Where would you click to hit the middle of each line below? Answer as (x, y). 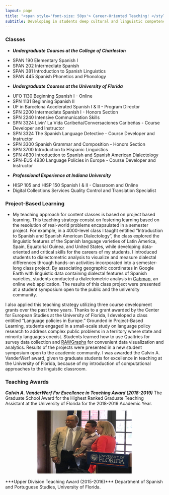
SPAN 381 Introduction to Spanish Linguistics (59, 71)
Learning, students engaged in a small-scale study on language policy (78, 326)
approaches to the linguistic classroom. (46, 368)
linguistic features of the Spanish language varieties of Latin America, (84, 241)
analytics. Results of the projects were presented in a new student (74, 347)
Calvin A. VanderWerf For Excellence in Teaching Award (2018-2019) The (84, 393)
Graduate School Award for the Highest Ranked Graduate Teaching (75, 398)
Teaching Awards (27, 382)
